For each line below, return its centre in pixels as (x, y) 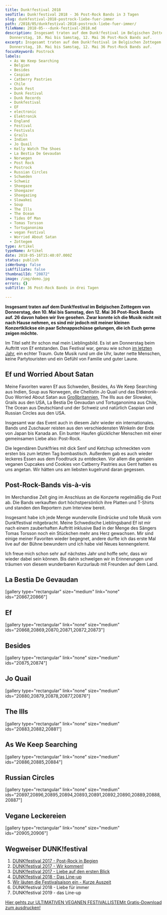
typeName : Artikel (24, 251)
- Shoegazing (23, 195)
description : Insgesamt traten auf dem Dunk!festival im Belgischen (78, 33)
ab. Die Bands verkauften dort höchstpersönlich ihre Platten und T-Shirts (80, 502)
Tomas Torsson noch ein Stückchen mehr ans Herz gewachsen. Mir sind (79, 533)
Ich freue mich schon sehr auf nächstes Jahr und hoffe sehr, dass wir (76, 553)
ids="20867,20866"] (26, 597)
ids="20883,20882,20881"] (34, 729)
